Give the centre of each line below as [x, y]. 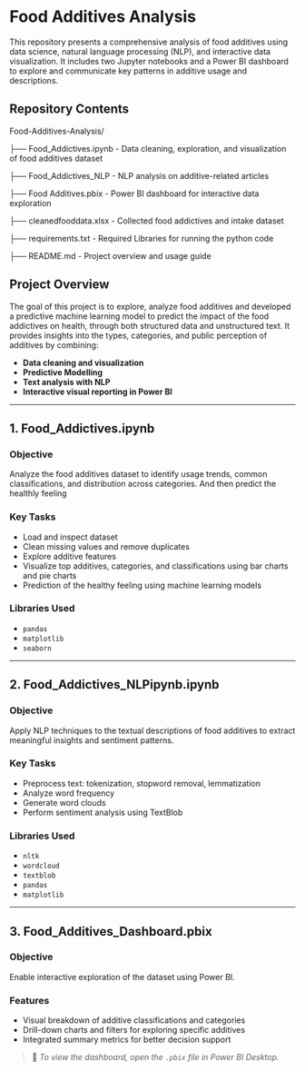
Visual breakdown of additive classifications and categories [134, 1020]
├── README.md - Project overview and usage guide [110, 255]
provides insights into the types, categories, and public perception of [138, 335]
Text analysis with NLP [66, 382]
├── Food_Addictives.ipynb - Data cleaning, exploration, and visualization [148, 148]
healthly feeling [38, 493]
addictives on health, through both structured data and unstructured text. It [150, 325]
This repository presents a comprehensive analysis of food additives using [149, 42]
